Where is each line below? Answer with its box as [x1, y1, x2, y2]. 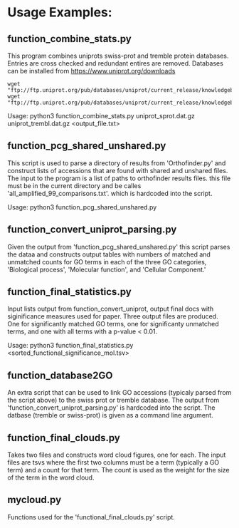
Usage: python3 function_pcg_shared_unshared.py [7, 202, 157, 211]
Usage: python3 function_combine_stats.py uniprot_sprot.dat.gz [7, 112, 196, 120]
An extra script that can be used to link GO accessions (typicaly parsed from [7, 388, 232, 397]
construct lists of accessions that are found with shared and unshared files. [7, 166, 228, 175]
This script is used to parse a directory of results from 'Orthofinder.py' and [7, 158, 226, 167]
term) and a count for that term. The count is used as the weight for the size [7, 466, 230, 475]
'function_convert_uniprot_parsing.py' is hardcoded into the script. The [7, 403, 216, 412]
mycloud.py [7, 494, 62, 506]
